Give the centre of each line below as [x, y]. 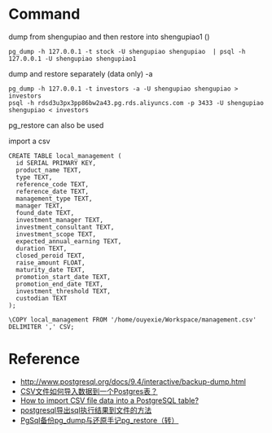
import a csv [29, 141]
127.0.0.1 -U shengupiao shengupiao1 [72, 59]
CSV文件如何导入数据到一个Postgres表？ [89, 391]
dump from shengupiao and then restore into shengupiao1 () [109, 37]
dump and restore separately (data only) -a [81, 73]
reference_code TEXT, [53, 184]
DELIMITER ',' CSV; [42, 326]
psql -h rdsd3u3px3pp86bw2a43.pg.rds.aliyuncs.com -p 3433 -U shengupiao [136, 103]
